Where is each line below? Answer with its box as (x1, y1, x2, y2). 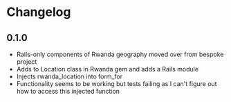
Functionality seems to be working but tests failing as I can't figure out (16, 80, 217, 87)
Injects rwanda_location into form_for (16, 72, 122, 80)
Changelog (6, 4, 71, 20)
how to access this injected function (16, 87, 120, 95)
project (16, 58, 37, 66)
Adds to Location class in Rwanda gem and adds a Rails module (16, 65, 198, 73)
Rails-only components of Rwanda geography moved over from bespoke (16, 50, 224, 58)
